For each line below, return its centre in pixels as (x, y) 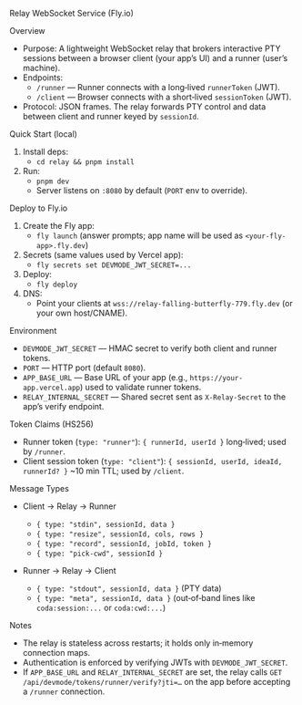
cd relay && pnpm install (85, 162)
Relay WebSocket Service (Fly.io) (72, 13)
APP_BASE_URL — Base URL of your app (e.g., (105, 377)
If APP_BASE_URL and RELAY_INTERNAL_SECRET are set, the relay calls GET (152, 672)
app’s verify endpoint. (63, 406)
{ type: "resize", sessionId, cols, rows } (120, 534)
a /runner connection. (64, 691)
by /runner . (44, 451)
